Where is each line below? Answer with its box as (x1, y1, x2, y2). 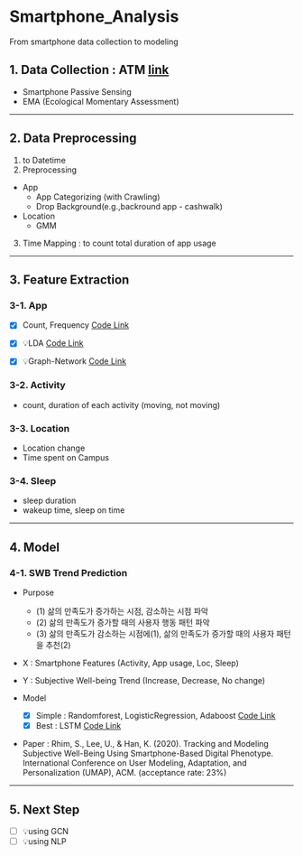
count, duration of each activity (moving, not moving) (22, 399, 221, 410)
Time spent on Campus (22, 452, 110, 463)
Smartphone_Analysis (9, 6, 179, 27)
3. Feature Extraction (9, 272, 130, 287)
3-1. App (9, 299, 48, 312)
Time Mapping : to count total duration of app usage (22, 237, 216, 248)
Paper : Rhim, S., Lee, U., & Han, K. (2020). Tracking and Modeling (22, 739, 269, 749)
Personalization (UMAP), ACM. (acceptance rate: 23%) (22, 768, 227, 778)
